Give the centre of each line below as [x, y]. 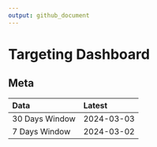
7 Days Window [41, 131]
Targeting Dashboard [79, 54]
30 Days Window [44, 119]
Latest [95, 105]
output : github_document [49, 15]
